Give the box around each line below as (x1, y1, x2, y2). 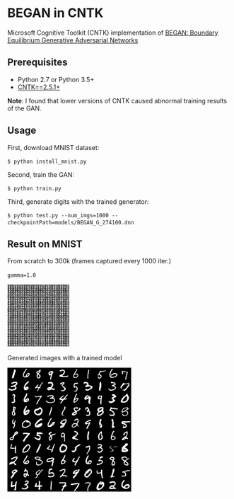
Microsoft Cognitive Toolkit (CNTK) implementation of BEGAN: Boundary (7, 28, 218, 37)
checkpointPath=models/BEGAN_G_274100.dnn (7, 219, 134, 226)
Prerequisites (7, 57, 68, 69)
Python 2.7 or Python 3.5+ (17, 75, 95, 84)
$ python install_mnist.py (7, 158, 87, 165)
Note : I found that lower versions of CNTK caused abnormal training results (7, 96, 228, 105)
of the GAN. (7, 104, 42, 113)
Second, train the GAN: (7, 170, 74, 178)
